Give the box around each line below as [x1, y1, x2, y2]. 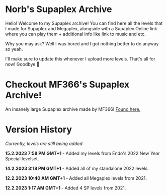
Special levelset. [5, 155, 39, 162]
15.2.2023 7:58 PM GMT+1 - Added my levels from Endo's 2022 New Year [5, 150, 160, 156]
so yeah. [5, 46, 23, 52]
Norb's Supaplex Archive [5, 4, 112, 15]
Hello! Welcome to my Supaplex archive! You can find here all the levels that [5, 20, 163, 26]
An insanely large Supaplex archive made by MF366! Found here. [5, 106, 141, 112]
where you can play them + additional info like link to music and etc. [5, 31, 146, 37]
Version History [5, 124, 72, 136]
